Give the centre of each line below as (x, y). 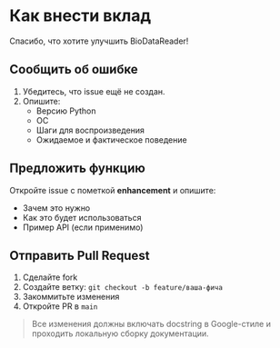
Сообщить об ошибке (74, 70)
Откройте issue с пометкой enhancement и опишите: (113, 190)
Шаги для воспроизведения (90, 130)
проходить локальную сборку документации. (120, 333)
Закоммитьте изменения (71, 297)
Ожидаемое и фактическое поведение (112, 139)
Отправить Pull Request (80, 255)
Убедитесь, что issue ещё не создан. (94, 91)
